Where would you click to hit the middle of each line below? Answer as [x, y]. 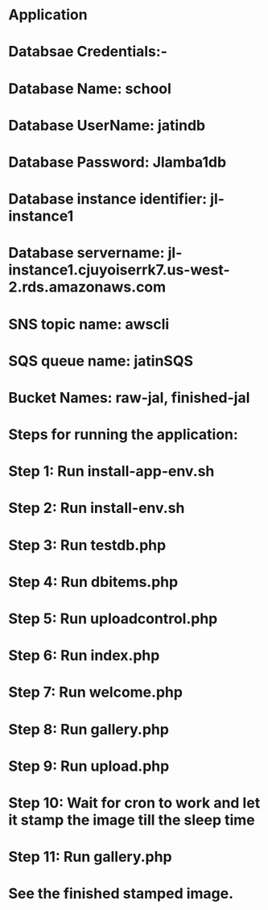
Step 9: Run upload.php [89, 766]
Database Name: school [90, 88]
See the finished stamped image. [121, 893]
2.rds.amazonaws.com [87, 287]
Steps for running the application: [124, 434]
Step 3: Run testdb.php [87, 545]
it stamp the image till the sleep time [132, 820]
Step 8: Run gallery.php [89, 729]
